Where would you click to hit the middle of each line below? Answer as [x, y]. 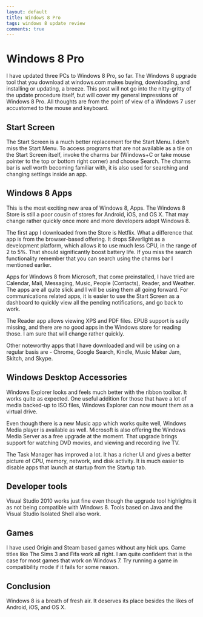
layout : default [27, 12]
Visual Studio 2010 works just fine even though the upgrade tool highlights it [101, 501]
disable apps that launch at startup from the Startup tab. [76, 467]
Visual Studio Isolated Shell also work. [54, 514]
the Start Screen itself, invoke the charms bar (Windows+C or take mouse [98, 155]
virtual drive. [22, 412]
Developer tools [37, 487]
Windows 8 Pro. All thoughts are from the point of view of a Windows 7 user [101, 102]
